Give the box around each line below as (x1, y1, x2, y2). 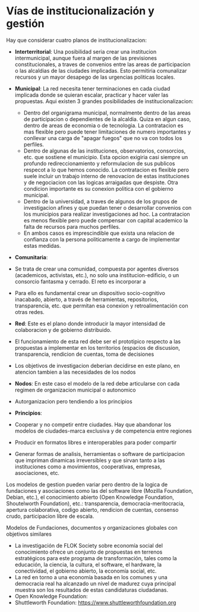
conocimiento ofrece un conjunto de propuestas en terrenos (14, 548, 163, 555)
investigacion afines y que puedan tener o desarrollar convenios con (23, 204, 192, 211)
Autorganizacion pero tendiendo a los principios (14, 397, 132, 405)
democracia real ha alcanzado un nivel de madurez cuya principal (14, 580, 176, 587)
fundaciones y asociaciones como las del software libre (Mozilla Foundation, (6, 487, 194, 494)
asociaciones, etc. (14, 469, 59, 476)
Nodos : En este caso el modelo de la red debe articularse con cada (14, 380, 180, 387)
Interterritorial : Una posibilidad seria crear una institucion (14, 48, 157, 55)
